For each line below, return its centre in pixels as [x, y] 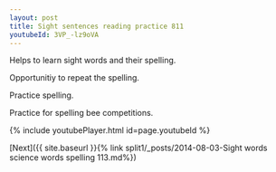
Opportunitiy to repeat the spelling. [75, 78]
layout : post [34, 18]
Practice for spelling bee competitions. [81, 113]
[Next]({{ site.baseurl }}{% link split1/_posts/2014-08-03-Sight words [138, 148]
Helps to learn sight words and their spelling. [93, 61]
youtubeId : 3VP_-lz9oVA [54, 34]
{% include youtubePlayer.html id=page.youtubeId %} [110, 130]
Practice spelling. [42, 95]
